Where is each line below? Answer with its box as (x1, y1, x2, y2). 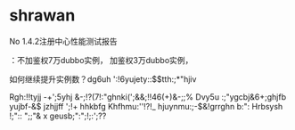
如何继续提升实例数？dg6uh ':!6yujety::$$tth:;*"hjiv (9, 73, 197, 85)
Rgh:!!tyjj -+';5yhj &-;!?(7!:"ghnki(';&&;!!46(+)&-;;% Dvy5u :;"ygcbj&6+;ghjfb (9, 91, 287, 102)
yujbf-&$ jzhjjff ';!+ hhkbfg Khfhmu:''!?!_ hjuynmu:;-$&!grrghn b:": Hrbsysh (9, 101, 283, 111)
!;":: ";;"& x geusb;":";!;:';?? (9, 110, 107, 121)
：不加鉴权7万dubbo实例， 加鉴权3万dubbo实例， (9, 54, 193, 65)
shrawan (9, 5, 76, 26)
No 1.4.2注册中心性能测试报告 (9, 36, 118, 46)
